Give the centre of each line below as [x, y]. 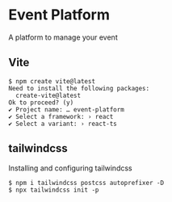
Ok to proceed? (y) [41, 103]
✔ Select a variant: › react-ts [63, 124]
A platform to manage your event [63, 37]
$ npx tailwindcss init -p [54, 190]
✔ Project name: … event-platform [67, 109]
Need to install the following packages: [79, 88]
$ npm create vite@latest [52, 81]
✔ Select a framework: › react [61, 116]
